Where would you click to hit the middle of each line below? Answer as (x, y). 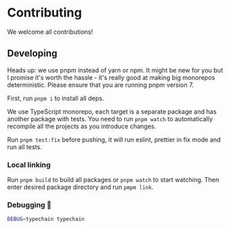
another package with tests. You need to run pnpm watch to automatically (110, 119)
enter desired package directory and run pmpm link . (80, 187)
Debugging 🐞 (29, 205)
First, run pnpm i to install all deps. (56, 98)
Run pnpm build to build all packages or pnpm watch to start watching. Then (113, 180)
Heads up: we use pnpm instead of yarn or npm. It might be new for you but (115, 70)
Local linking (29, 165)
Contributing (45, 13)
